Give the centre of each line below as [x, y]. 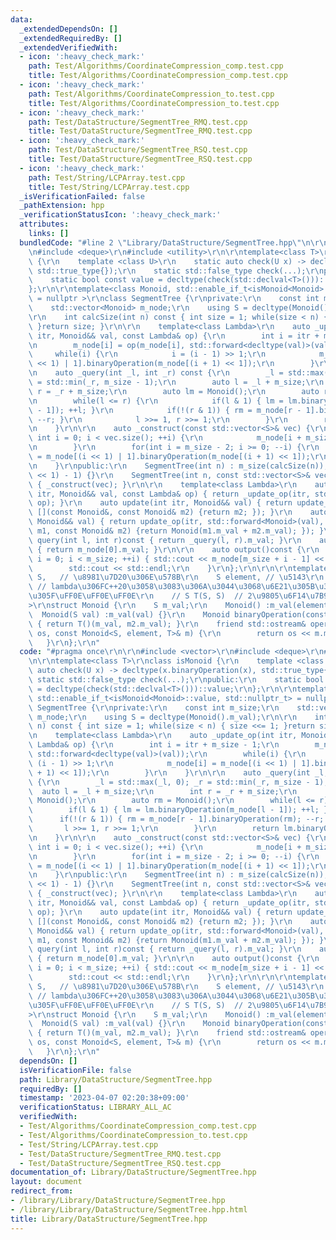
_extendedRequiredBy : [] [71, 38]
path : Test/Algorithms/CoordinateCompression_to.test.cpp [151, 94]
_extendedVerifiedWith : [68, 47]
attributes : [44, 224]
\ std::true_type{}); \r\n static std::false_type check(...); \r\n [176, 271]
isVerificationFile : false [75, 1070]
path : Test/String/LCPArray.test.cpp [107, 177]
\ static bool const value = [95, 280]
